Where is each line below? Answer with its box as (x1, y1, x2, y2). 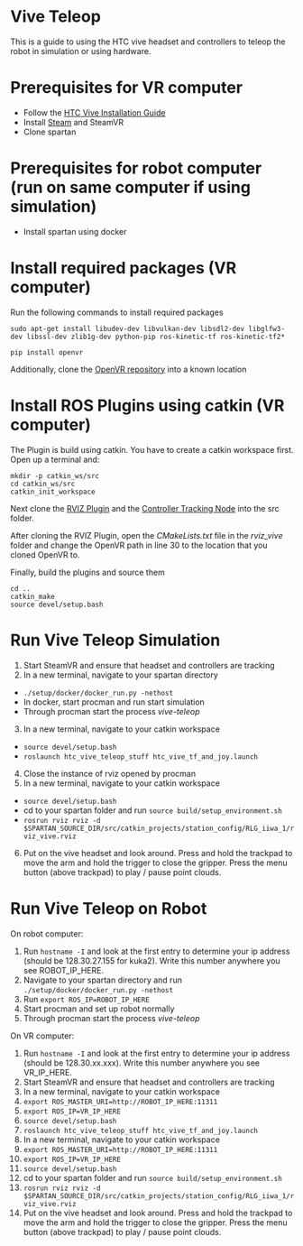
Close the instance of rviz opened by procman (23, 768, 197, 779)
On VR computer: (10, 1030, 75, 1041)
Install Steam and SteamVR (23, 116, 124, 127)
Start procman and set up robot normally (23, 1003, 175, 1014)
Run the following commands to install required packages (10, 307, 224, 318)
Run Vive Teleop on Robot (10, 898, 207, 918)
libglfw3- (248, 324, 285, 333)
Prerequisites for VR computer (10, 78, 243, 98)
